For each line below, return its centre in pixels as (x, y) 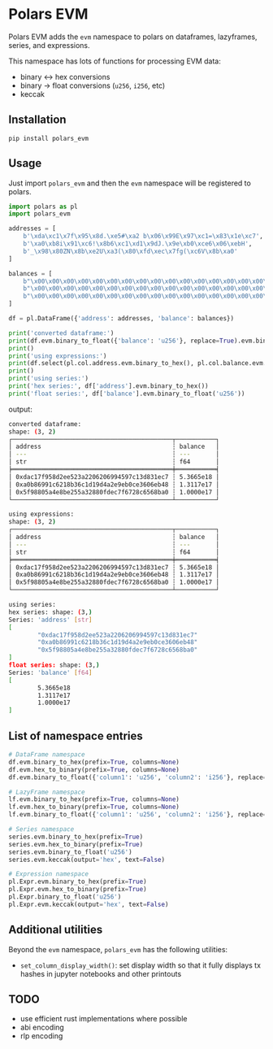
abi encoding (42, 1027)
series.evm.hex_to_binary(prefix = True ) (76, 844)
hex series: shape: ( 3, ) (50, 612)
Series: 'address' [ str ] (50, 620)
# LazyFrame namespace (47, 792)
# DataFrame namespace (47, 755)
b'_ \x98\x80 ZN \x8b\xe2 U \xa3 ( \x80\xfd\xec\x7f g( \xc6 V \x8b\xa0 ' (130, 251)
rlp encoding (41, 1036)
